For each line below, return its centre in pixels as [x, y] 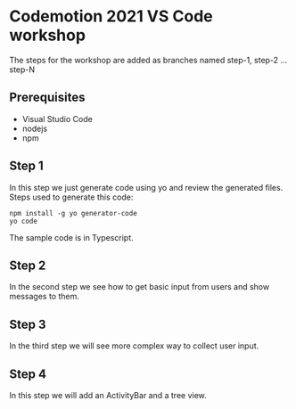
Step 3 [28, 324]
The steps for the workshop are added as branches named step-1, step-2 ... [148, 60]
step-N [22, 70]
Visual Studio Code [58, 119]
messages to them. [45, 297]
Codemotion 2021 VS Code [111, 16]
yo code [24, 221]
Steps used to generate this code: [71, 197]
